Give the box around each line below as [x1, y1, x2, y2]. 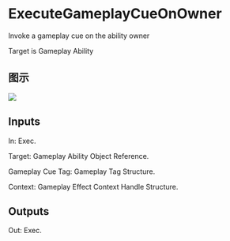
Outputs [8, 205, 50, 218]
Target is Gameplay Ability [8, 46, 94, 55]
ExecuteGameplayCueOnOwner [8, 5, 223, 23]
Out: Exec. [8, 226, 42, 235]
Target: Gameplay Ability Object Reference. [8, 151, 149, 160]
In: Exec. [8, 136, 36, 145]
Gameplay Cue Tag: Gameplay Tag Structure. [8, 167, 156, 176]
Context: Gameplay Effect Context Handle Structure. [8, 182, 179, 191]
